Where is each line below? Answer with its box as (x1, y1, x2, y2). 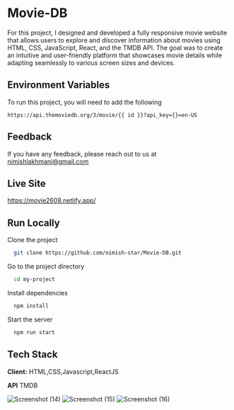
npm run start (13, 329, 55, 336)
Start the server (7, 315, 53, 324)
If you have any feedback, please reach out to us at (7, 149, 157, 158)
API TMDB (7, 381, 38, 389)
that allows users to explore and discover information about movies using (7, 35, 221, 44)
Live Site (7, 177, 46, 189)
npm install (13, 302, 49, 309)
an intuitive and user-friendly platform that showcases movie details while (7, 51, 223, 59)
